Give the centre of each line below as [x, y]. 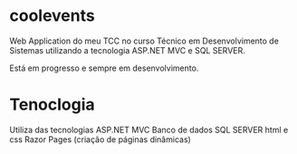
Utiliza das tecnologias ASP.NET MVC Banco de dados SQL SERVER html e [149, 130]
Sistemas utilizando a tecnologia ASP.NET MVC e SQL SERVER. [128, 50]
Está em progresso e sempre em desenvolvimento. [104, 68]
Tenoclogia [52, 105]
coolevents [52, 16]
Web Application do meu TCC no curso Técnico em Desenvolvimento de [144, 41]
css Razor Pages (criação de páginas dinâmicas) [101, 139]
